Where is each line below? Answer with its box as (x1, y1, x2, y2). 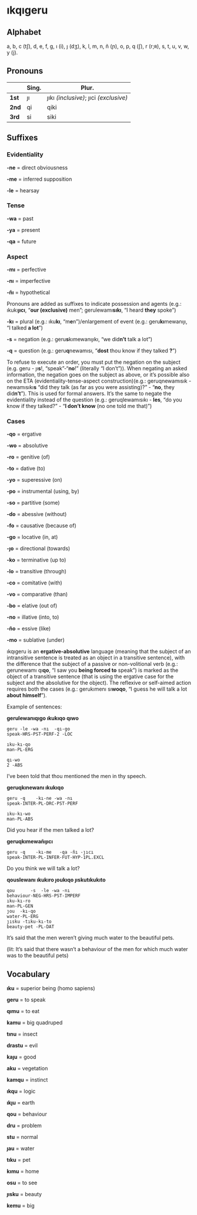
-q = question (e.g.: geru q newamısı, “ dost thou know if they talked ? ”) (6, 347, 177, 354)
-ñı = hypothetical (6, 289, 51, 296)
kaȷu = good (6, 1053, 36, 1060)
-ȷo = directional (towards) (6, 545, 71, 552)
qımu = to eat (6, 1008, 40, 1015)
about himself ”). (6, 692, 47, 699)
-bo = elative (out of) (6, 602, 58, 609)
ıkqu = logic (6, 1087, 36, 1095)
